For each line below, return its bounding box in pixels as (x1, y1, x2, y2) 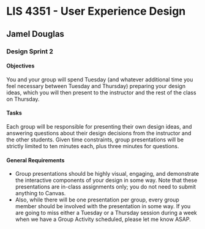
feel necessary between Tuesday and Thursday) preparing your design (6, 82, 185, 89)
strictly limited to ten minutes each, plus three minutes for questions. (6, 142, 179, 149)
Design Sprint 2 (6, 47, 54, 56)
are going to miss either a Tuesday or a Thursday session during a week (15, 209, 198, 217)
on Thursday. (6, 95, 40, 102)
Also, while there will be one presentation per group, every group (15, 196, 179, 203)
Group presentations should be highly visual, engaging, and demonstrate (15, 170, 199, 178)
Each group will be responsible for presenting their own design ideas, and (6, 122, 192, 130)
